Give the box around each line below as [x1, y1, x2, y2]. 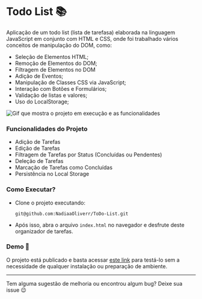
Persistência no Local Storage [14, 170, 90, 177]
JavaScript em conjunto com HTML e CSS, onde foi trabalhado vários [6, 35, 179, 42]
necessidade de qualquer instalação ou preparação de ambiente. [6, 262, 168, 270]
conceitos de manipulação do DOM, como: [6, 42, 112, 49]
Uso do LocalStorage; [14, 97, 69, 105]
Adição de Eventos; [14, 72, 64, 79]
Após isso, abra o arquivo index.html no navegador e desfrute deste [14, 221, 185, 229]
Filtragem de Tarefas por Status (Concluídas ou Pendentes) [14, 151, 162, 158]
